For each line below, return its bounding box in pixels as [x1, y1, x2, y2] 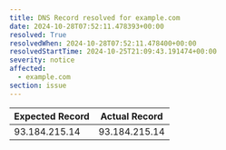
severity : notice [9, 55, 75, 65]
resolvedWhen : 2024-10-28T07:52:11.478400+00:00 [9, 38, 197, 48]
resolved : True [9, 30, 67, 39]
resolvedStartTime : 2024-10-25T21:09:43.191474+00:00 [9, 47, 218, 56]
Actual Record [100, 110, 163, 123]
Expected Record [14, 110, 90, 123]
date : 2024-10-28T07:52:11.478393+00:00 [9, 22, 165, 31]
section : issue [9, 81, 67, 90]
